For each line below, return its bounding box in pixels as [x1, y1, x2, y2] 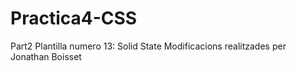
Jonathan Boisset [10, 50, 82, 62]
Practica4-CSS [10, 7, 138, 30]
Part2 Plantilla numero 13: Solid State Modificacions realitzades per [10, 40, 287, 52]
